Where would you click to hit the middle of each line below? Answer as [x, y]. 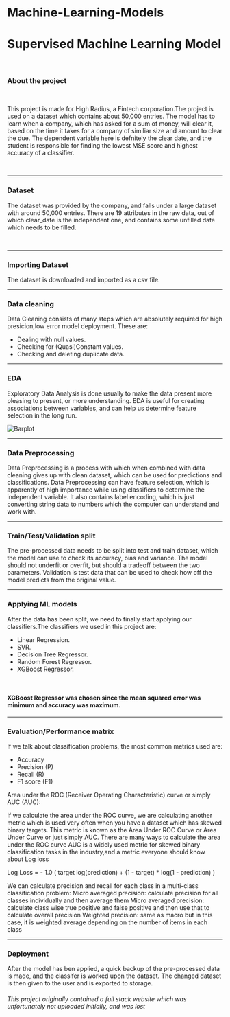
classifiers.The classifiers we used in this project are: [82, 626]
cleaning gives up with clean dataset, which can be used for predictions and [115, 475]
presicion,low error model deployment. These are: [78, 326]
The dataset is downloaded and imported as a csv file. [84, 280]
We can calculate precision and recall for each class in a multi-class [103, 886]
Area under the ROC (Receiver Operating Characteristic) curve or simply [109, 795]
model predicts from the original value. [62, 580]
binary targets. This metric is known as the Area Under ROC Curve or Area [112, 830]
